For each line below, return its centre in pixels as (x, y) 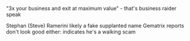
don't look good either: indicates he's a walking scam (71, 32)
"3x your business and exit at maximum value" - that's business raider (91, 8)
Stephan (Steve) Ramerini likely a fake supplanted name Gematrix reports (95, 26)
